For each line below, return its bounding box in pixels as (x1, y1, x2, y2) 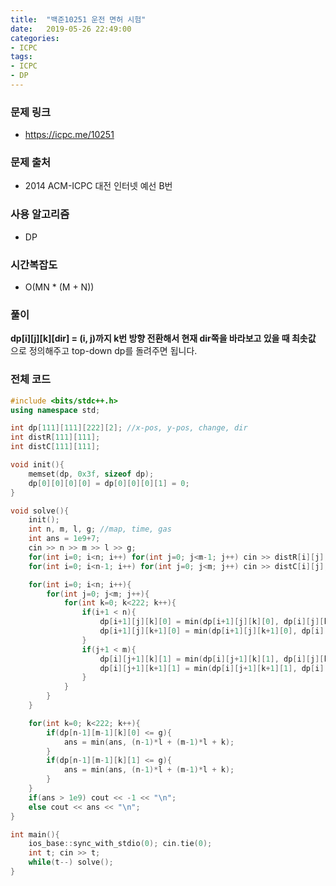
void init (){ (10, 460, 65, 470)
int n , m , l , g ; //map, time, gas (28, 524, 172, 535)
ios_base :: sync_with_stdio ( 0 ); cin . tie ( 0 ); (28, 839, 213, 849)
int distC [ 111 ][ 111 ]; (10, 442, 101, 452)
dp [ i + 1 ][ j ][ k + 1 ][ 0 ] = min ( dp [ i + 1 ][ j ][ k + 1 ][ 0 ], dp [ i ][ (99, 626, 329, 636)
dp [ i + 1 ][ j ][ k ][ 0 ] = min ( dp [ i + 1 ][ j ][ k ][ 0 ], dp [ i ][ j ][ (99, 617, 325, 627)
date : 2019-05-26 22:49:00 (10, 24, 132, 34)
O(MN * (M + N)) (24, 281, 95, 293)
